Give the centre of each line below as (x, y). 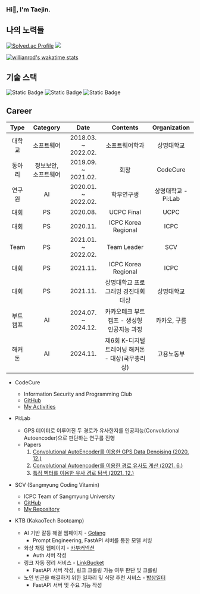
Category (47, 127)
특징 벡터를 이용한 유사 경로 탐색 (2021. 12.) (83, 473)
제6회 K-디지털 (125, 341)
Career (19, 111)
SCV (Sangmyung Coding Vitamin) (57, 485)
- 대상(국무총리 (125, 359)
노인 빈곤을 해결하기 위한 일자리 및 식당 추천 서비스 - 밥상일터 (95, 578)
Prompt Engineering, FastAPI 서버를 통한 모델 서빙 (92, 540)
